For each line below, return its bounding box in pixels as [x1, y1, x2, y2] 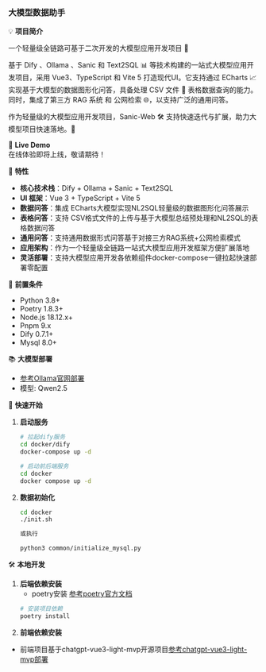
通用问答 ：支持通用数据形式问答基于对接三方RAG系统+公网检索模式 [19, 233, 241, 243]
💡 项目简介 [8, 26, 44, 37]
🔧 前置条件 [8, 280, 44, 289]
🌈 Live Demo [8, 141, 51, 150]
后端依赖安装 [19, 579, 62, 589]
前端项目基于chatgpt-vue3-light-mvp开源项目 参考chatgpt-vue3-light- [19, 644, 248, 654]
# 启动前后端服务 [19, 462, 69, 470]
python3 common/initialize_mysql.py [19, 544, 141, 553]
